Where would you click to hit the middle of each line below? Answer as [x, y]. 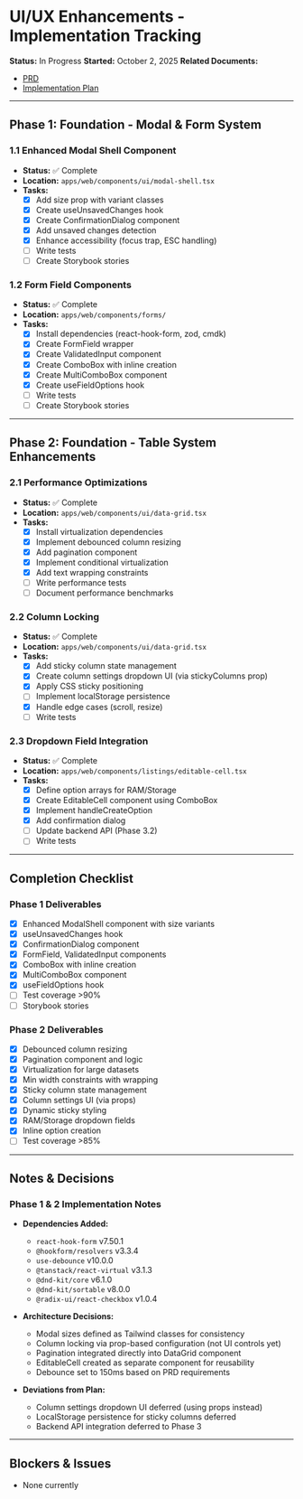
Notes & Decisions [62, 1178]
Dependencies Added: [65, 1224]
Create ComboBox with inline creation [106, 364]
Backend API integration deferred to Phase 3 [119, 1427]
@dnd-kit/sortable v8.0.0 [83, 1289]
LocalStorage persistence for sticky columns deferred [136, 1417]
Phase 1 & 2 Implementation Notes [86, 1204]
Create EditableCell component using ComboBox [127, 801]
